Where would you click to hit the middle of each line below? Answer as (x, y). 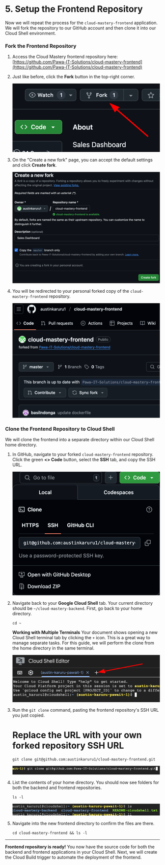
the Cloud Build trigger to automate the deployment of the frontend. (73, 857)
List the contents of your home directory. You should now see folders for (86, 782)
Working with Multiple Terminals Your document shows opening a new (85, 632)
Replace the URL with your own (77, 735)
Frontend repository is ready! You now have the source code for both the (80, 847)
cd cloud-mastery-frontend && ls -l (50, 833)
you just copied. (28, 715)
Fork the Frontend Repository (41, 46)
